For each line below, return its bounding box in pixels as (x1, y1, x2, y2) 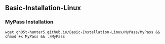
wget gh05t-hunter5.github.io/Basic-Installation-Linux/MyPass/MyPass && (5, 29, 161, 35)
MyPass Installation (5, 19, 53, 25)
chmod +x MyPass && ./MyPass (5, 34, 65, 39)
